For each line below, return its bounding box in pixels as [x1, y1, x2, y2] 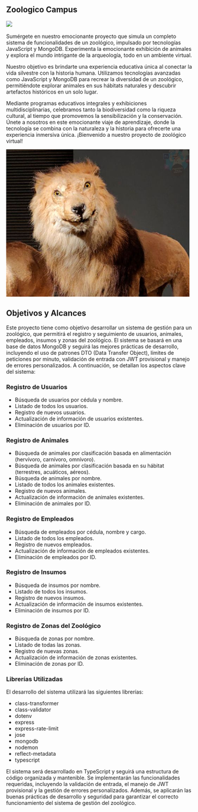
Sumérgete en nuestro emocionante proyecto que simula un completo [6, 33, 176, 40]
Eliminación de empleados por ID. [14, 553, 96, 560]
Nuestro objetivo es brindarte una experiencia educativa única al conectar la [6, 63, 192, 70]
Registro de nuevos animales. [14, 487, 87, 495]
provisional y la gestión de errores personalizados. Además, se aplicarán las [6, 787, 191, 794]
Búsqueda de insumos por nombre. [14, 582, 100, 589]
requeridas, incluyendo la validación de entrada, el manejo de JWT [6, 781, 169, 788]
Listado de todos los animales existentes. [14, 481, 115, 488]
